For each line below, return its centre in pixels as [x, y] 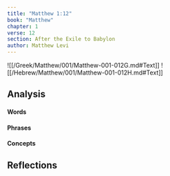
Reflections [32, 165]
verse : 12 [21, 33]
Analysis [26, 94]
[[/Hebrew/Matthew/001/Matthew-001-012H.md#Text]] [85, 72]
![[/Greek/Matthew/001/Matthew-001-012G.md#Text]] [83, 65]
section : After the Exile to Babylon [61, 39]
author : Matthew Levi [38, 46]
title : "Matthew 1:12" [40, 13]
